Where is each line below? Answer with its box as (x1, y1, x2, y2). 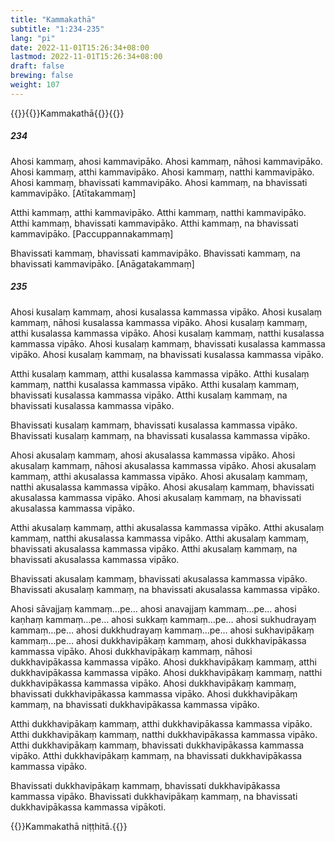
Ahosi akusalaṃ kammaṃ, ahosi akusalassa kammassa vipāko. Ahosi (10, 449, 296, 461)
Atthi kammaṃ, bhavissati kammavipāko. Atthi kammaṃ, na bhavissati (10, 217, 299, 229)
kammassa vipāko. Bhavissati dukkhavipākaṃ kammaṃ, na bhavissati (10, 790, 298, 802)
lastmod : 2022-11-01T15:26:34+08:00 (10, 52, 163, 62)
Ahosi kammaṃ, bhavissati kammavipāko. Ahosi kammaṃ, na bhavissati (10, 176, 308, 188)
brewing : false (10, 71, 74, 81)
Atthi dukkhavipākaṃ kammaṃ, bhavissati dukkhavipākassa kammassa (10, 739, 305, 751)
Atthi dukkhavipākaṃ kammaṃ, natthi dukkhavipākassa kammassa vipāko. (10, 728, 318, 740)
